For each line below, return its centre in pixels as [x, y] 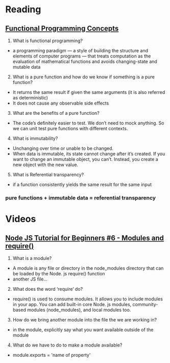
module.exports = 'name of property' [52, 355]
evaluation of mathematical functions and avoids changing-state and [85, 62]
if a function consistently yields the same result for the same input [82, 185]
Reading [23, 9]
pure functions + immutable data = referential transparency [81, 197]
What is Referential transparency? [48, 175]
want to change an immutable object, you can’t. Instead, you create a [85, 159]
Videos [21, 219]
